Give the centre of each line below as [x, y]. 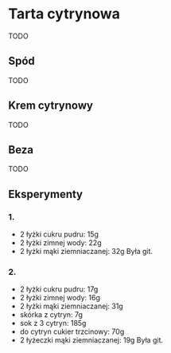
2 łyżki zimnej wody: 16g [60, 298]
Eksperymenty [46, 194]
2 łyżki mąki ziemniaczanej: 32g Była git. [86, 252]
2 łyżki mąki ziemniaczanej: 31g [71, 306]
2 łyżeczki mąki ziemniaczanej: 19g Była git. [91, 340]
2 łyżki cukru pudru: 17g [59, 289]
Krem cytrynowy [51, 106]
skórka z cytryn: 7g [51, 315]
